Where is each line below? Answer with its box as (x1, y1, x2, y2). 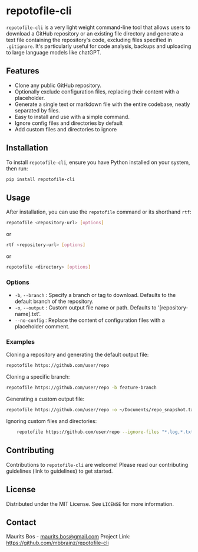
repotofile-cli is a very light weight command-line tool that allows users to (6, 24, 190, 31)
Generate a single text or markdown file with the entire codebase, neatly (14, 101, 190, 108)
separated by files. (14, 106, 60, 114)
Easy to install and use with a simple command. (14, 113, 130, 120)
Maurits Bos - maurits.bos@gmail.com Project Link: (6, 533, 131, 540)
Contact (6, 517, 37, 527)
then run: (6, 164, 28, 172)
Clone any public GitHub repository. (14, 82, 102, 89)
